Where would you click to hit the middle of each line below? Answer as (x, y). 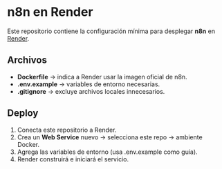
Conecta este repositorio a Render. (67, 130)
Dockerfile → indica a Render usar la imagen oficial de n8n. (102, 77)
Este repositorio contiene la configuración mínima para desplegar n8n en (111, 31)
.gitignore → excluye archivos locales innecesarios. (91, 91)
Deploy (23, 113)
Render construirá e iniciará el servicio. (73, 159)
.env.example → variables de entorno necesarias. (89, 84)
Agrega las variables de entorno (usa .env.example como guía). (108, 152)
